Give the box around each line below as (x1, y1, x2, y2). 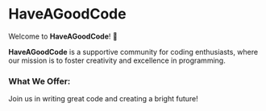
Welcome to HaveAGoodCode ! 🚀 (8, 31, 118, 41)
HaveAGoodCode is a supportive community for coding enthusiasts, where (8, 47, 259, 56)
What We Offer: (8, 76, 71, 87)
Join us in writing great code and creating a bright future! (8, 94, 199, 104)
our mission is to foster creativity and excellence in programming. (8, 55, 226, 65)
